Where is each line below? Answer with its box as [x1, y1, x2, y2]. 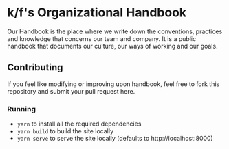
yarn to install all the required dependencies [17, 120, 142, 128]
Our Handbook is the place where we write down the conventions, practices [7, 27, 223, 36]
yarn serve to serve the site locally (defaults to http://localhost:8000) [17, 135, 213, 143]
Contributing [7, 62, 63, 73]
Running [7, 104, 36, 113]
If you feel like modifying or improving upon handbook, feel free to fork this [7, 80, 220, 88]
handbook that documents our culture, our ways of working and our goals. [7, 42, 218, 50]
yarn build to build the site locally [17, 127, 114, 135]
